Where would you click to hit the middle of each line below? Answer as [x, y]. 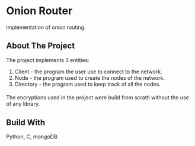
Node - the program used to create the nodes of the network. [89, 77]
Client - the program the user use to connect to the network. [88, 72]
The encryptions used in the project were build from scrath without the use [98, 98]
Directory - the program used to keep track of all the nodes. [88, 84]
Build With [26, 122]
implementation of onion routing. [46, 27]
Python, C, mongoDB [32, 137]
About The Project [41, 46]
